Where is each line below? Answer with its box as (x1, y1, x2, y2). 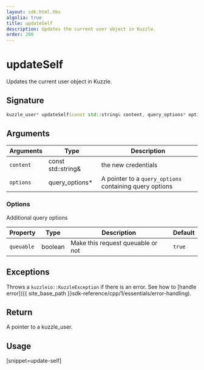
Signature (6, 96, 44, 106)
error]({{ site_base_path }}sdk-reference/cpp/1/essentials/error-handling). (6, 290, 192, 297)
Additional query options (6, 214, 68, 221)
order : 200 (6, 32, 34, 38)
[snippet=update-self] (6, 357, 62, 365)
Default (172, 228, 195, 237)
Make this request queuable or (70, 239, 158, 247)
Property (9, 228, 36, 237)
